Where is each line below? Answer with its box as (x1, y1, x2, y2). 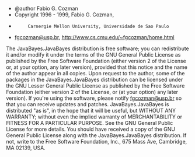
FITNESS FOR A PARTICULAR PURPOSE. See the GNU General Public (6, 120, 173, 126)
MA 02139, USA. (6, 144, 46, 151)
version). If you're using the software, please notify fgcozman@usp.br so (6, 95, 182, 102)
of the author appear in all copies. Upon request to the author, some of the (6, 70, 185, 76)
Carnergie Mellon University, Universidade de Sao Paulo (27, 23, 169, 29)
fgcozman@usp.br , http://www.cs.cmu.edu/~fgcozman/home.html (14, 34, 175, 40)
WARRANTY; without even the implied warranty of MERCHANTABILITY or (6, 113, 183, 120)
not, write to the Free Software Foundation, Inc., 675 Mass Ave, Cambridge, (6, 138, 187, 145)
